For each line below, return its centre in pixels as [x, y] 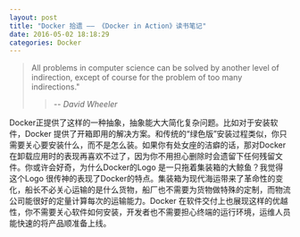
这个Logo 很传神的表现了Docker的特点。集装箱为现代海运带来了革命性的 [142, 179]
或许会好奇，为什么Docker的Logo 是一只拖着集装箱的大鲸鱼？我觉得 [158, 167]
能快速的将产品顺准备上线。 [60, 224]
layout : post [33, 17]
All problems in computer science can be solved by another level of [155, 68]
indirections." [55, 87]
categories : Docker [46, 42]
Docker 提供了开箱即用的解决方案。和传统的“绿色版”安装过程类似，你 [152, 134]
